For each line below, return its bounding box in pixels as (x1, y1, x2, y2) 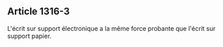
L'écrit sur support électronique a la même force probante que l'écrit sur (7, 24, 216, 32)
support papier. (7, 32, 52, 40)
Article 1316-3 (7, 6, 70, 18)
